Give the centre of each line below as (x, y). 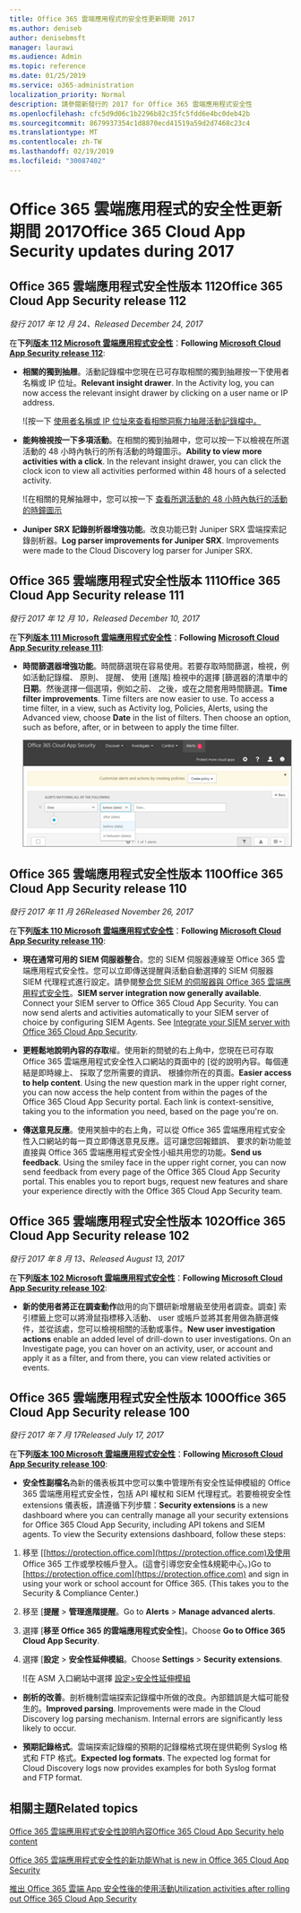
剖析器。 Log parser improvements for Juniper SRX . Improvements (155, 540)
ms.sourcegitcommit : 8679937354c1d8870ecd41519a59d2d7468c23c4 (130, 123)
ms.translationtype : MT (54, 133)
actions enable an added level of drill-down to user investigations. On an (157, 1339)
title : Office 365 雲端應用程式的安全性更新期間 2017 (102, 19)
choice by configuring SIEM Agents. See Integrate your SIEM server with (156, 1022)
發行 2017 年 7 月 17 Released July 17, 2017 (86, 1435)
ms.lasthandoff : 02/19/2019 (62, 152)
